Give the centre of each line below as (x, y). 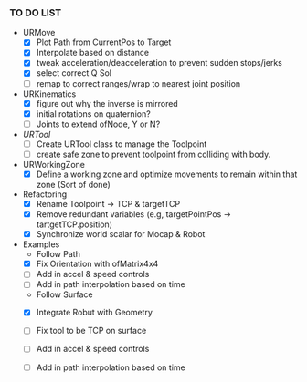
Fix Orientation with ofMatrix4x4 (97, 264)
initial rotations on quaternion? (93, 114)
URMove (39, 33)
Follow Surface (64, 294)
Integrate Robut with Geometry (95, 313)
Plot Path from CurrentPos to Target (104, 42)
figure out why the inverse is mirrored (107, 103)
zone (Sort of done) (74, 184)
